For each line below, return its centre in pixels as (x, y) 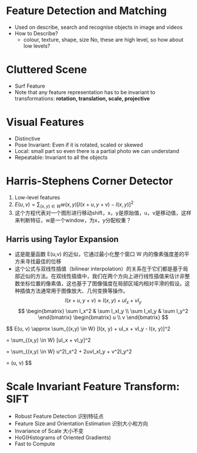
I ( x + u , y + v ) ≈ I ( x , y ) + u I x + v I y (103, 301)
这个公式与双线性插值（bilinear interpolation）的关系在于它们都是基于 (99, 269)
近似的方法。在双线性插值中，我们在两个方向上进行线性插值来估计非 (102, 276)
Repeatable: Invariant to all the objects (61, 157)
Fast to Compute (35, 444)
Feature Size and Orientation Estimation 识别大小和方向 (81, 423)
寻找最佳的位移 (43, 262)
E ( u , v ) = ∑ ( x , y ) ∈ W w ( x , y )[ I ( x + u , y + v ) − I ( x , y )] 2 (74, 205)
